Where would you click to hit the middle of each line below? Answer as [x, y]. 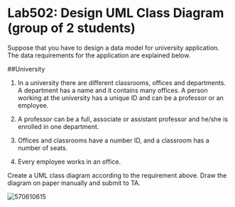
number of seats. [43, 147]
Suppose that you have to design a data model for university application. [114, 47]
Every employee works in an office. [69, 162]
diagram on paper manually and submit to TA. [74, 183]
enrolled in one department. [58, 126]
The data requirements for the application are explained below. [99, 55]
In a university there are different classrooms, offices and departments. [121, 82]
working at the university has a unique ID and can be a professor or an [120, 98]
